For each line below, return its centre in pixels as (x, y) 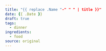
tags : (11, 23)
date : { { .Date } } (24, 14)
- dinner (18, 28)
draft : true (17, 18)
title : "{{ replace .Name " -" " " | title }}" (53, 9)
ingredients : (18, 32)
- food (16, 37)
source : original (23, 41)
